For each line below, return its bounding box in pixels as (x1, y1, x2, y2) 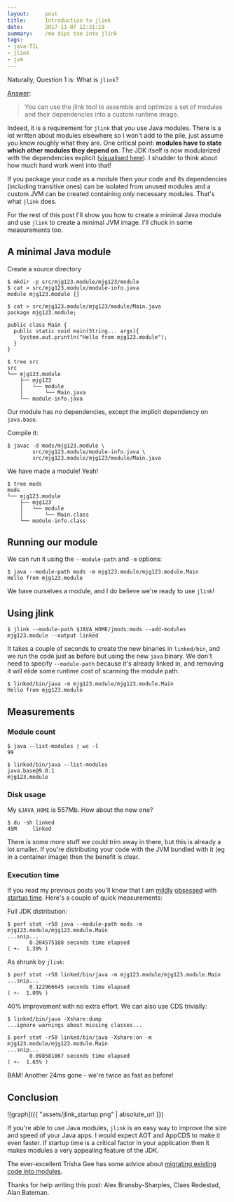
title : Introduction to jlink (7, 17, 111, 24)
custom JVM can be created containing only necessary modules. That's (7, 189, 215, 198)
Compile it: (7, 428, 39, 437)
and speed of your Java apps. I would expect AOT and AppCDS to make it (7, 1131, 221, 1139)
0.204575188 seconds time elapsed (29, 939, 130, 946)
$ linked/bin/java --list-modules (7, 761, 109, 768)
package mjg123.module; (7, 309, 77, 316)
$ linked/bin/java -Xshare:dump (7, 1016, 102, 1023)
